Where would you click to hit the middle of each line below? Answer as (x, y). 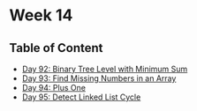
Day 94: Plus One (54, 88)
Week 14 (41, 15)
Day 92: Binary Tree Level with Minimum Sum (105, 69)
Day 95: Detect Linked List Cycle (81, 97)
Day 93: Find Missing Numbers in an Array (99, 78)
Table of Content (56, 48)
